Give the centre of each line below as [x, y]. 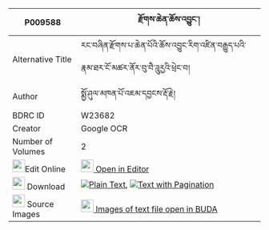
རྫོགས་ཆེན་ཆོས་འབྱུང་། [169, 19]
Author [25, 96]
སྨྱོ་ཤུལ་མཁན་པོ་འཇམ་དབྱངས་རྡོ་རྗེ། [128, 93]
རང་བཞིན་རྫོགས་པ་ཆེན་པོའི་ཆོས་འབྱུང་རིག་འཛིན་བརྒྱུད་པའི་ [164, 45]
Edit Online [46, 169]
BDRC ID [29, 115]
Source [40, 204]
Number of [33, 141]
